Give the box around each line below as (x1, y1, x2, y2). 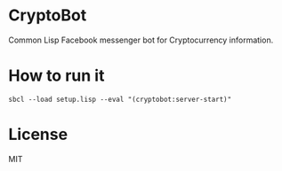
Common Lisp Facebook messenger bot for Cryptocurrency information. (8, 35, 274, 45)
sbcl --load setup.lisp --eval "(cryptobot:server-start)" (8, 95, 232, 104)
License (8, 125, 68, 144)
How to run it (8, 66, 105, 86)
